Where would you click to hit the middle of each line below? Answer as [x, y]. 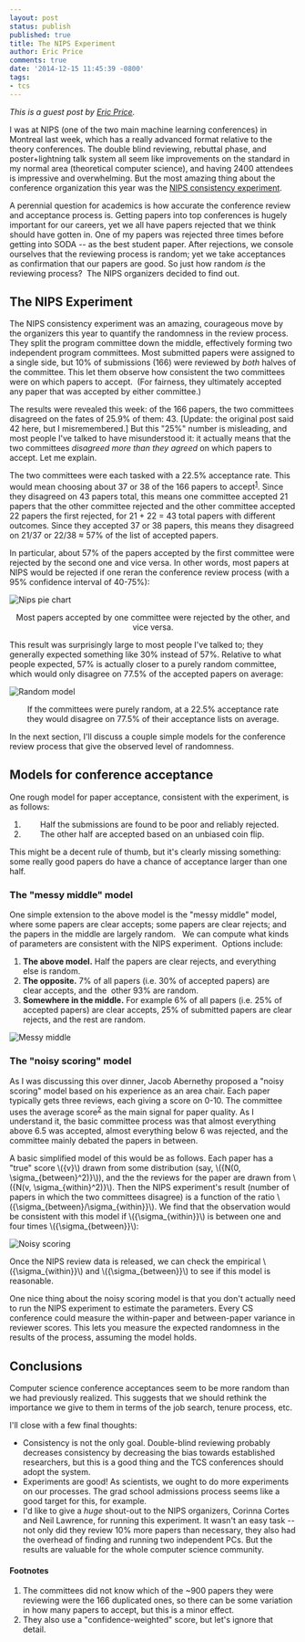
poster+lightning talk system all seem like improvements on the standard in [150, 158]
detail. [34, 1629]
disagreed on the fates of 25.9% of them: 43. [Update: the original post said [152, 419]
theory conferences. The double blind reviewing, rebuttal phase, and [138, 149]
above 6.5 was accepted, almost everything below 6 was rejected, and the [149, 1131]
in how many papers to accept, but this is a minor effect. [128, 1610]
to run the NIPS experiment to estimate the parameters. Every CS [131, 1308]
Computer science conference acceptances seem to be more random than [149, 1387]
